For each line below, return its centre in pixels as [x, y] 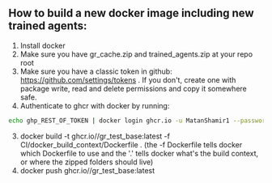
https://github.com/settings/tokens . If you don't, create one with [128, 79]
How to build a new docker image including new [131, 13]
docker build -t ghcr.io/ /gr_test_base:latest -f [95, 136]
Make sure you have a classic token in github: [96, 71]
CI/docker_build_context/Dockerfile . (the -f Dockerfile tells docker [131, 144]
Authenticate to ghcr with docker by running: [95, 105]
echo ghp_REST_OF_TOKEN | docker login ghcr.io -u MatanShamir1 [119, 121]
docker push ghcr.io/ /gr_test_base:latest [87, 170]
